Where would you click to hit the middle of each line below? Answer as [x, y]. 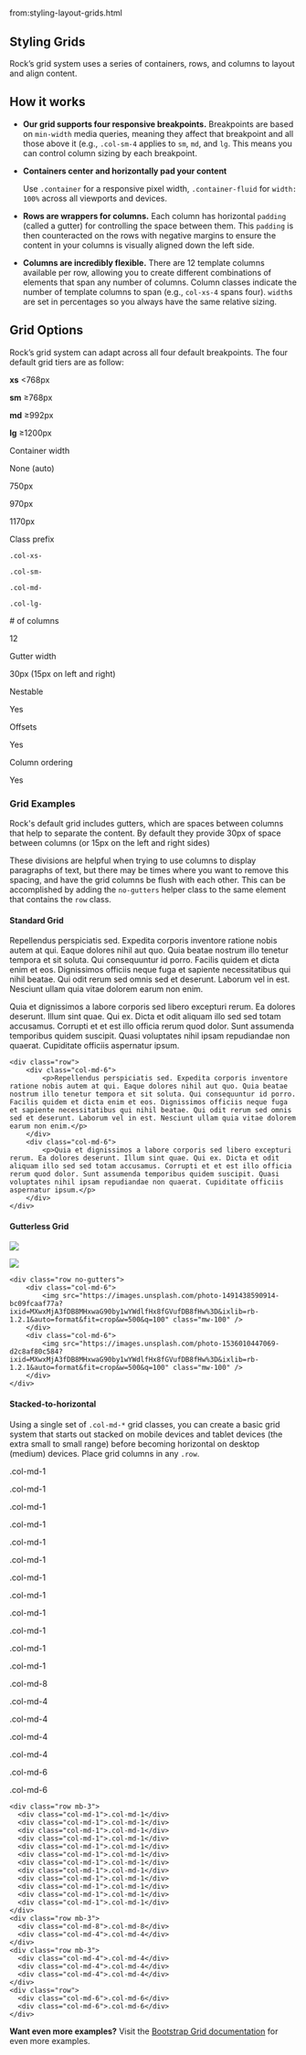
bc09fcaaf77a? [37, 1304]
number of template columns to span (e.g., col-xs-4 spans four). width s [158, 291]
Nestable [26, 691]
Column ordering [41, 762]
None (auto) [32, 468]
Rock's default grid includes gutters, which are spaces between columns [147, 823]
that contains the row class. [60, 899]
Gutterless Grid [39, 1226]
